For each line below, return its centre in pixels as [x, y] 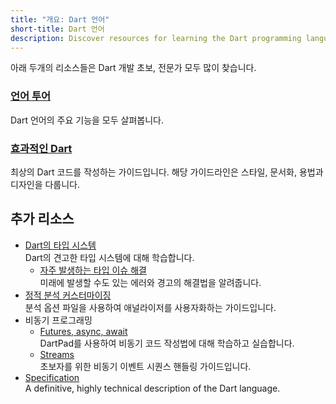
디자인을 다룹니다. [45, 184]
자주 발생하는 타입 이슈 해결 [93, 270]
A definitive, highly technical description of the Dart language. [152, 388]
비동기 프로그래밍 [58, 320]
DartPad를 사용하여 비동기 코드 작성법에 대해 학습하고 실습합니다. [167, 343]
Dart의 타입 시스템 [60, 245]
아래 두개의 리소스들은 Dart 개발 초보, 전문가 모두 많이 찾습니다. [133, 68]
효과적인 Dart [41, 148]
